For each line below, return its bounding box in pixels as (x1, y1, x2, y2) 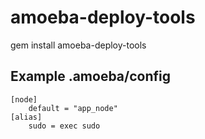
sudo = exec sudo (28, 121, 101, 131)
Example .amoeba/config (10, 68, 172, 85)
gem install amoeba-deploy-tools (10, 39, 147, 51)
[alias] (10, 112, 43, 122)
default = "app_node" (28, 103, 118, 113)
